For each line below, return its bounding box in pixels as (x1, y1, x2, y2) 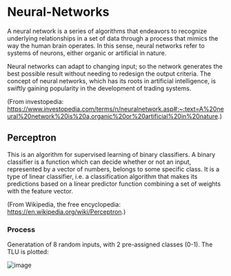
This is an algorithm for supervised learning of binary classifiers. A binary (7, 150, 216, 158)
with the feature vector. (7, 187, 74, 195)
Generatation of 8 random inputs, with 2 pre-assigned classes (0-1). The (7, 240, 213, 248)
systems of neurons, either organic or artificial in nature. (7, 49, 167, 57)
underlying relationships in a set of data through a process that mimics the (7, 34, 219, 42)
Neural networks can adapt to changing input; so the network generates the (7, 62, 223, 70)
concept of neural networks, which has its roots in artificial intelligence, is (7, 76, 216, 85)
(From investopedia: (7, 97, 64, 105)
